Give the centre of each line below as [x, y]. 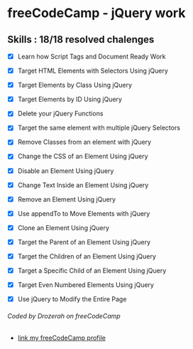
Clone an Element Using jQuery [64, 228]
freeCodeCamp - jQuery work [96, 13]
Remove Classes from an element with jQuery [84, 142]
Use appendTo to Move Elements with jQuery [84, 213]
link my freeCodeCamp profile [62, 338]
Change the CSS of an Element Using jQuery [83, 156]
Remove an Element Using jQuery [66, 199]
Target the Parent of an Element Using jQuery [84, 242]
